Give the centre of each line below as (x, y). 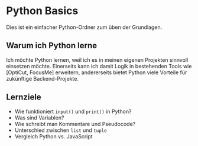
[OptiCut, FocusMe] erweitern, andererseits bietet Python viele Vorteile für (97, 72)
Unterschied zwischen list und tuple (61, 130)
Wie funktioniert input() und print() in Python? (73, 111)
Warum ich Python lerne (52, 46)
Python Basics (42, 11)
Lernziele (24, 97)
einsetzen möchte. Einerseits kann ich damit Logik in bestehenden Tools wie (99, 66)
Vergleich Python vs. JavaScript (53, 136)
